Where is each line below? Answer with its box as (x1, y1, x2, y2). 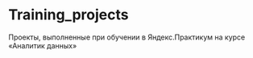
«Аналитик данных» (8, 40, 77, 50)
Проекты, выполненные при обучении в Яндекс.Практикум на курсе (8, 32, 246, 42)
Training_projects (8, 6, 129, 24)
